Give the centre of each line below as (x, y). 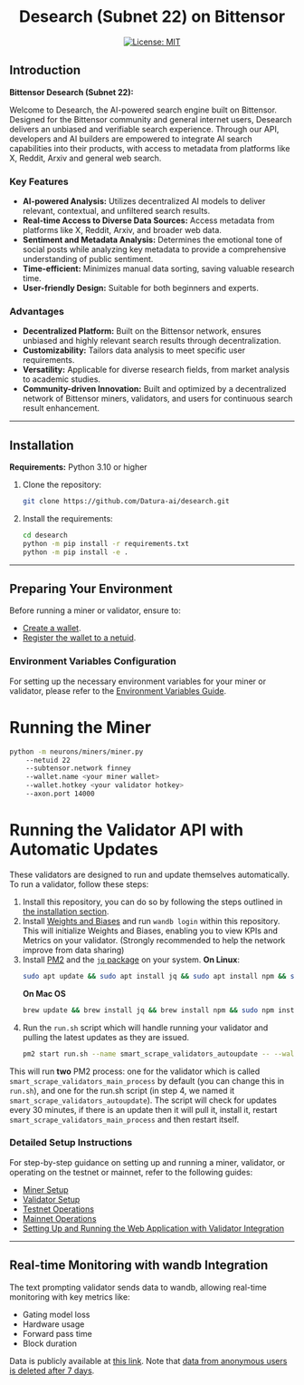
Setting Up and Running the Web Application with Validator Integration (153, 1228)
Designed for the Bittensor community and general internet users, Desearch (151, 119)
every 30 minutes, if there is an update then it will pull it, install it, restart (143, 1109)
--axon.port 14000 (60, 794)
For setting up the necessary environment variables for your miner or (138, 681)
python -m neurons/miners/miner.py (76, 751)
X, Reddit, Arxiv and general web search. (85, 158)
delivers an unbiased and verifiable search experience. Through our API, (144, 129)
